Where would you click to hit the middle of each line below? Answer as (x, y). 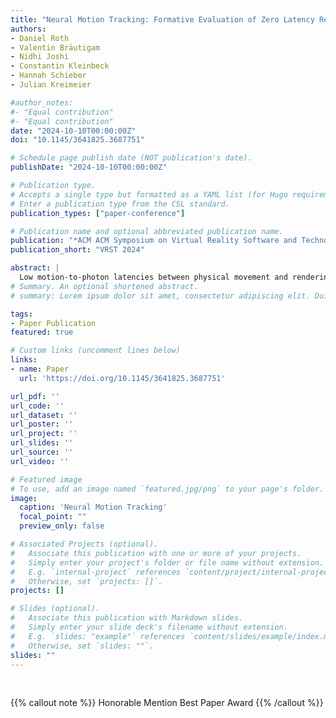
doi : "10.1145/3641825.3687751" (77, 140)
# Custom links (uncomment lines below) (96, 351)
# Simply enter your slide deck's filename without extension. (149, 627)
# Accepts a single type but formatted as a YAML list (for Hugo (149, 194)
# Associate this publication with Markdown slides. (127, 618)
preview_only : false (62, 526)
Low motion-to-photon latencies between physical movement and (153, 277)
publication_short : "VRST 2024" (77, 250)
